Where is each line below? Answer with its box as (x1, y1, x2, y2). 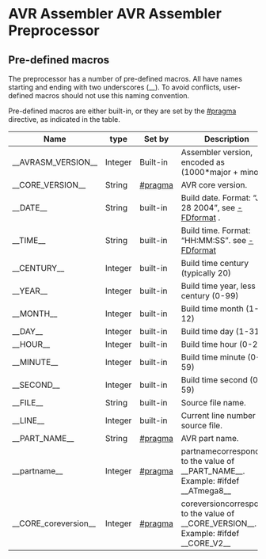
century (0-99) (180, 291, 239, 301)
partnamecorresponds (180, 446, 264, 456)
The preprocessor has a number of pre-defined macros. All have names (8, 74, 243, 83)
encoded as (180, 157, 226, 167)
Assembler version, (180, 147, 253, 158)
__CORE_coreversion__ (12, 518, 97, 529)
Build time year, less (180, 280, 256, 291)
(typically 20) (180, 268, 231, 278)
